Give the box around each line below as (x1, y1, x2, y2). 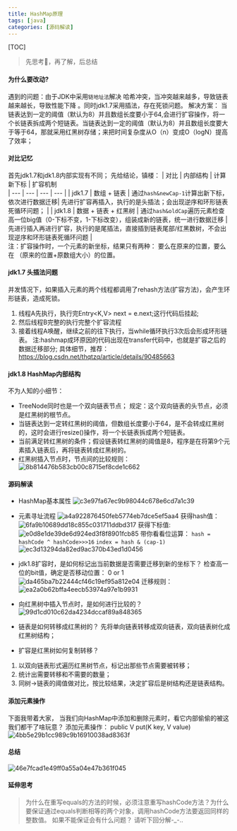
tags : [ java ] (8, 17, 47, 24)
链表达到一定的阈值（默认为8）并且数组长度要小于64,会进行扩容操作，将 (8, 110, 219, 118)
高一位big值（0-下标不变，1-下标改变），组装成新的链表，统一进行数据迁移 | (8, 215, 228, 224)
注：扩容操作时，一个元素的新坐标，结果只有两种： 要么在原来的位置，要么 (8, 241, 226, 250)
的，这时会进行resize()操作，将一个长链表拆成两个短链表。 (18, 428, 189, 437)
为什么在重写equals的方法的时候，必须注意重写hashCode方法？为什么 (25, 798, 229, 806)
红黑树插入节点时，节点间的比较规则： (18, 454, 130, 464)
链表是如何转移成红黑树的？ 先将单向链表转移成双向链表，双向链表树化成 (18, 622, 231, 631)
